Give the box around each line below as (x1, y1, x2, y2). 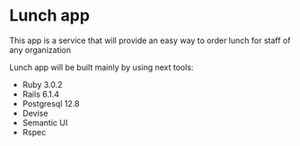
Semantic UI (22, 117, 68, 128)
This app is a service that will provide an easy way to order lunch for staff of (9, 35, 291, 46)
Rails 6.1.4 (22, 89, 60, 99)
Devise (22, 107, 49, 118)
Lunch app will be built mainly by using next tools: (9, 62, 194, 73)
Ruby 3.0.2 (22, 79, 63, 90)
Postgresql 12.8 (22, 98, 80, 108)
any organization (9, 44, 72, 55)
